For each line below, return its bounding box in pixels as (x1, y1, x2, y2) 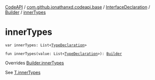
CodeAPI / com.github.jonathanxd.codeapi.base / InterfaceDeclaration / (5, 4, 150, 10)
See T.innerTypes (5, 69, 41, 75)
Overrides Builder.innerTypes (5, 60, 64, 66)
